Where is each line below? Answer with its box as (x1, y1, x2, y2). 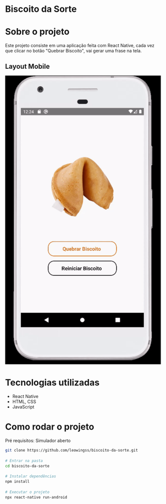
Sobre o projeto (5, 26, 70, 38)
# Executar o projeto (5, 490, 50, 495)
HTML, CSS (12, 399, 36, 404)
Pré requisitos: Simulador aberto (5, 438, 71, 444)
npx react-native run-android (5, 495, 68, 500)
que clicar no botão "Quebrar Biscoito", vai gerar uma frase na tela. (5, 48, 142, 54)
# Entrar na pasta (5, 458, 43, 463)
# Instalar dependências (5, 474, 56, 479)
